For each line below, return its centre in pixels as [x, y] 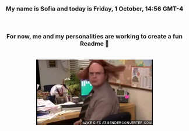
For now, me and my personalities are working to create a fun [94, 37]
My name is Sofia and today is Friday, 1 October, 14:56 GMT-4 [94, 9]
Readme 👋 [94, 44]
